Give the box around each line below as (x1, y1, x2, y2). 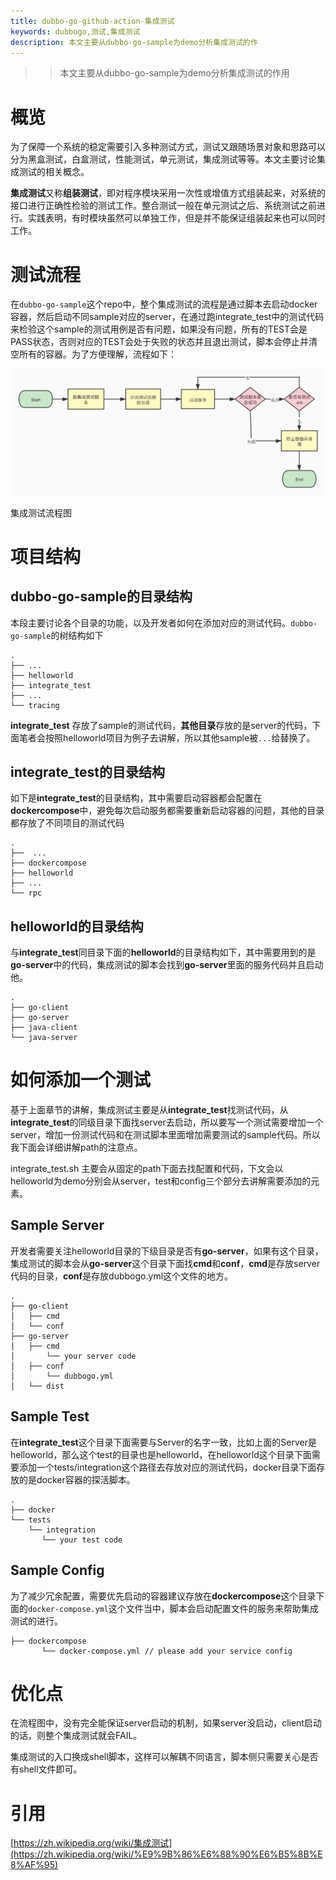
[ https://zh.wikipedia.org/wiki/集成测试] (10, 1837, 173, 1849)
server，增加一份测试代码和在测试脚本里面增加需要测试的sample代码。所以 (10, 1129, 321, 1141)
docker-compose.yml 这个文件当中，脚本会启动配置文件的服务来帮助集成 (28, 1602, 319, 1614)
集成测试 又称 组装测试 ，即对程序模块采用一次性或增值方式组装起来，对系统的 (10, 187, 326, 199)
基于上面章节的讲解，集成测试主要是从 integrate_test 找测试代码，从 (10, 1104, 289, 1116)
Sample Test (10, 1408, 90, 1425)
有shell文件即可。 (10, 1763, 83, 1775)
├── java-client (10, 1023, 78, 1033)
